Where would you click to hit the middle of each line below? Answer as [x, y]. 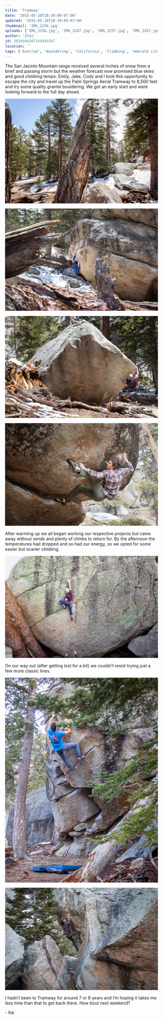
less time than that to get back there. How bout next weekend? [68, 1003]
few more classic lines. [28, 671]
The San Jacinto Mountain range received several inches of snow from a [78, 66]
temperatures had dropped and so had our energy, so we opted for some [78, 544]
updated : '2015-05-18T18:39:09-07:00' [44, 20]
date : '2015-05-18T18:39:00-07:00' [41, 15]
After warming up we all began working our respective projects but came [78, 533]
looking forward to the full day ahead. [42, 92]
